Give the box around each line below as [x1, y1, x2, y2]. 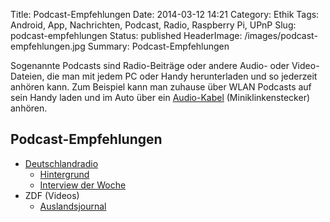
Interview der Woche [39, 179, 127, 191]
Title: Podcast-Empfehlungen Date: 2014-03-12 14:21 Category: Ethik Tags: [10, 9, 320, 20]
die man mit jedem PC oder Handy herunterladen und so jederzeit [46, 70, 318, 82]
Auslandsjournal [39, 200, 107, 212]
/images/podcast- [244, 30, 318, 41]
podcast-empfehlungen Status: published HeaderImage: [10, 30, 243, 41]
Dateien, [10, 70, 45, 82]
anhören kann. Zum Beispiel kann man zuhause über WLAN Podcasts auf [10, 81, 312, 93]
